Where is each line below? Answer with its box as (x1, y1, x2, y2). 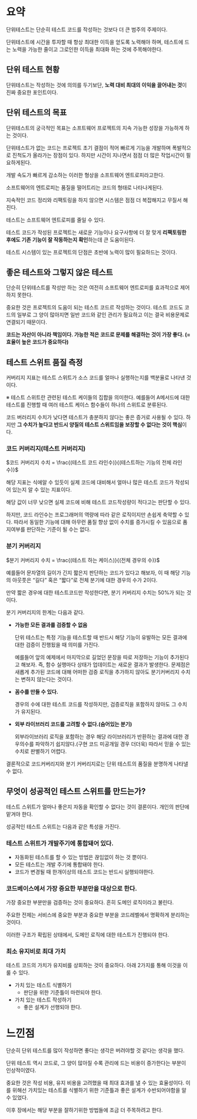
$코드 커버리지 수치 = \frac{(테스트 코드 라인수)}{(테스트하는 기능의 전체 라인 (6, 459, 182, 466)
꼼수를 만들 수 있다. (14, 688, 59, 695)
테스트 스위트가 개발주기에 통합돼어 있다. (6, 839, 113, 847)
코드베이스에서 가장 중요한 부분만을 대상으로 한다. (6, 884, 137, 893)
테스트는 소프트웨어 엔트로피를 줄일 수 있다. (6, 216, 105, 223)
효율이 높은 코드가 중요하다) (6, 339, 69, 346)
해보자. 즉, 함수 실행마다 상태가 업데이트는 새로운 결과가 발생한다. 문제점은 (21, 661, 191, 668)
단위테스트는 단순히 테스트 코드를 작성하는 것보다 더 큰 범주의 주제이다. (6, 26, 168, 33)
